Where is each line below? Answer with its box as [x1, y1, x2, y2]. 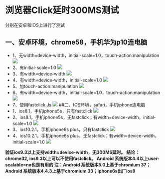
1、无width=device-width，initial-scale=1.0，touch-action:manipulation [12, 52, 160, 58]
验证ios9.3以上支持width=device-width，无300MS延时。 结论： [5, 149, 140, 155]
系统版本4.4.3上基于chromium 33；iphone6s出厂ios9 [23, 168, 136, 174]
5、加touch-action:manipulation [12, 83, 78, 89]
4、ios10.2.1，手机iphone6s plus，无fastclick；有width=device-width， [12, 132, 160, 138]
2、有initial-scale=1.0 [12, 64, 56, 70]
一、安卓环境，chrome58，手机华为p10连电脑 [5, 38, 148, 46]
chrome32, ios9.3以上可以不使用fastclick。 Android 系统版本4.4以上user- [5, 155, 160, 161]
